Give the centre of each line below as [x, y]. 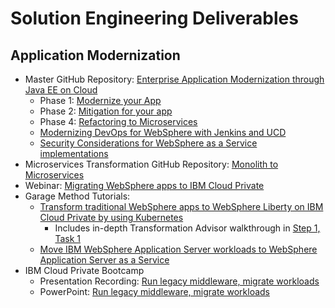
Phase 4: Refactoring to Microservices [118, 121]
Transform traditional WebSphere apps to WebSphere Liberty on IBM [181, 206]
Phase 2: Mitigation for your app [106, 111]
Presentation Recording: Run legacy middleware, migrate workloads [179, 281]
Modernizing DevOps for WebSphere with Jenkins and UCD [163, 132]
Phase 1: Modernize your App [100, 100]
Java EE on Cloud [61, 90]
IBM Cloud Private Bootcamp [84, 270]
